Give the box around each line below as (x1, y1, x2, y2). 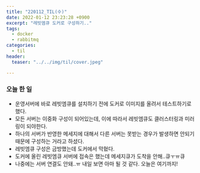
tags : (6, 25, 20, 32)
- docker (11, 31, 34, 37)
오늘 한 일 (6, 85, 32, 94)
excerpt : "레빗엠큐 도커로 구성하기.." (6, 20, 92, 26)
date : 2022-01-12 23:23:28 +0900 (6, 14, 90, 20)
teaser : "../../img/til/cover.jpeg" (11, 59, 103, 65)
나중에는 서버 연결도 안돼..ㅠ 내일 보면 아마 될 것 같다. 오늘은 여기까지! (14, 160, 178, 167)
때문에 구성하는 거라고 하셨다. (14, 138, 85, 145)
